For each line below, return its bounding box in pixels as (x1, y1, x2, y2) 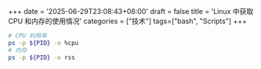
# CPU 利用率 (8, 32, 47, 40)
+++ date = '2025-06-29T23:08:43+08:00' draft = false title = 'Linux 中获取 (8, 7, 254, 16)
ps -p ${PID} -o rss (8, 53, 76, 61)
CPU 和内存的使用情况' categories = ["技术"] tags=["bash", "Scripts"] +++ (8, 16, 247, 26)
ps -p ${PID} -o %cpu (8, 39, 79, 47)
